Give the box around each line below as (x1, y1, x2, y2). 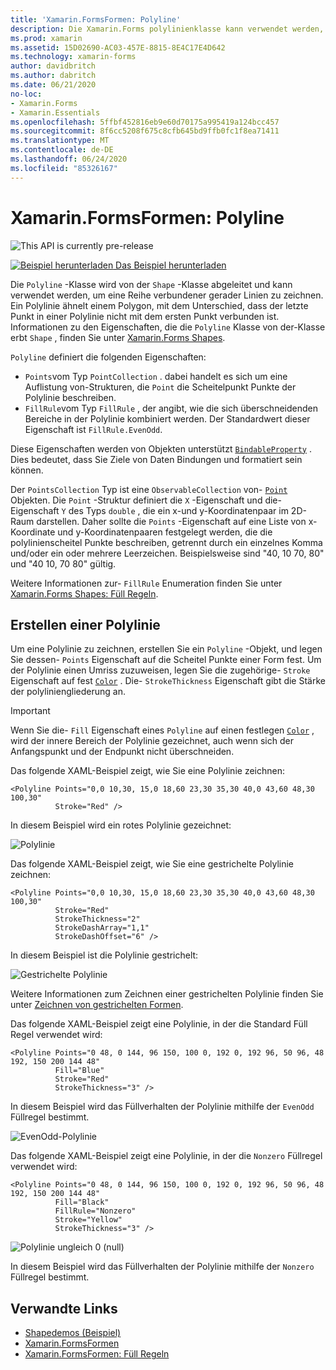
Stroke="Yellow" (54, 1215, 123, 1225)
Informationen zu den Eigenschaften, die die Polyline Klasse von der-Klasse (10, 321, 326, 333)
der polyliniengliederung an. (10, 686, 126, 698)
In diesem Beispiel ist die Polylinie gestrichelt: (10, 949, 199, 961)
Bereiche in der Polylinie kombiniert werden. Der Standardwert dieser (24, 412, 311, 425)
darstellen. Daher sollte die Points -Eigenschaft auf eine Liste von (36, 515, 307, 527)
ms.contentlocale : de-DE (10, 145, 114, 155)
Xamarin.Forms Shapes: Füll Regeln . (10, 587, 159, 600)
